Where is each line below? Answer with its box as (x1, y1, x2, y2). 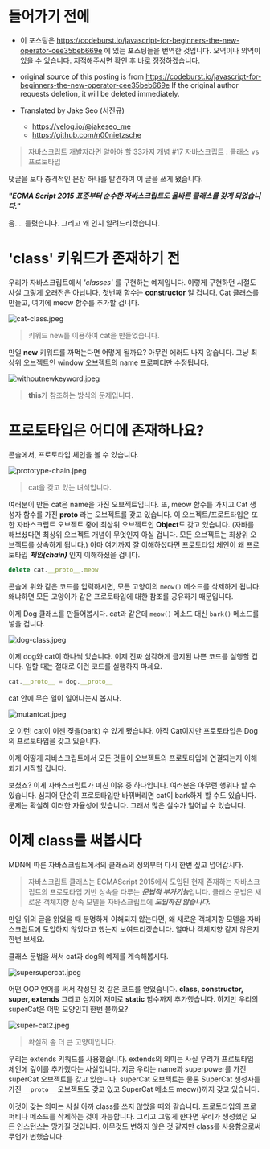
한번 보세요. (8, 934, 46, 944)
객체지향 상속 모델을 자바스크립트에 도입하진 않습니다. (43, 897, 211, 907)
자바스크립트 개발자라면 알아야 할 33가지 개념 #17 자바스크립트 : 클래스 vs (27, 147, 260, 156)
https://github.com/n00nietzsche (31, 130, 142, 139)
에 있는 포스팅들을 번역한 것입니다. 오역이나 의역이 (104, 45, 261, 55)
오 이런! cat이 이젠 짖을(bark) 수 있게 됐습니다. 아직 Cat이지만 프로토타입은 (8, 725, 243, 735)
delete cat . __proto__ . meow (8, 565, 99, 574)
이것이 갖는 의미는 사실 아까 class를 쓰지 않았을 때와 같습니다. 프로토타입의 (8, 1101, 242, 1111)
